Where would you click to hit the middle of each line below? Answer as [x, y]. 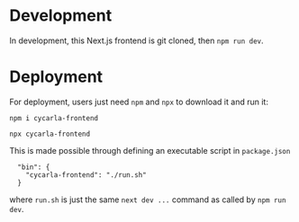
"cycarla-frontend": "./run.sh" [86, 175]
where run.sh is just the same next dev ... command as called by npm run [148, 200]
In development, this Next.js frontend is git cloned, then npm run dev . [136, 40]
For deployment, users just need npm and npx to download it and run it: [139, 102]
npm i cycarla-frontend [54, 118]
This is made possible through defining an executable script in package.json [150, 150]
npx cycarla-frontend [50, 134]
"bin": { [34, 167]
